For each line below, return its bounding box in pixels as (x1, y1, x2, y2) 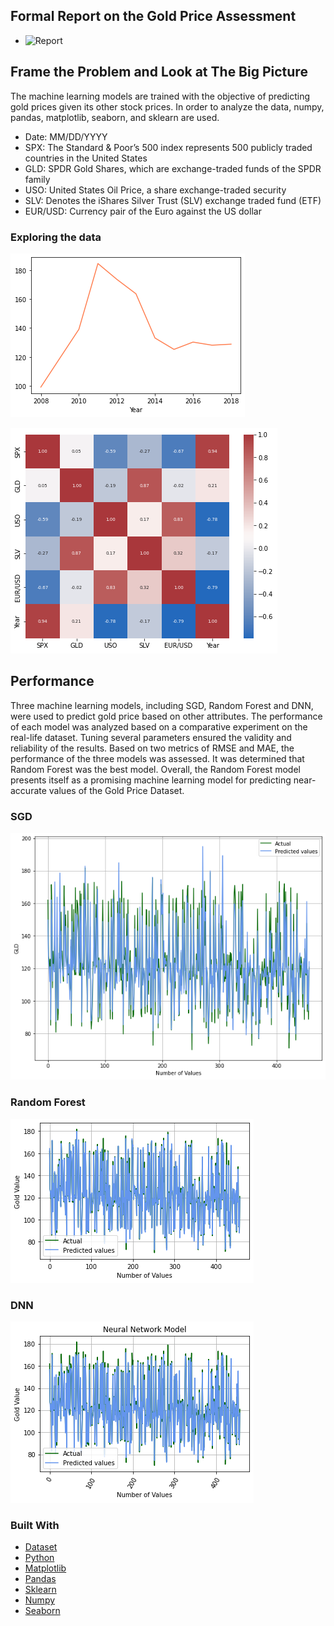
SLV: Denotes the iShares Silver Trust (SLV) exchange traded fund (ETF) (24, 194, 322, 206)
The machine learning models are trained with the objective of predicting (10, 90, 311, 102)
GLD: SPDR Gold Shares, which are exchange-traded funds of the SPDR (24, 162, 322, 174)
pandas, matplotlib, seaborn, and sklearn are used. (10, 111, 220, 123)
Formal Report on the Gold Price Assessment (10, 8, 297, 25)
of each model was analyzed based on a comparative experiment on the (10, 720, 308, 733)
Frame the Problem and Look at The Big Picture (10, 64, 308, 81)
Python (24, 1552, 55, 1564)
